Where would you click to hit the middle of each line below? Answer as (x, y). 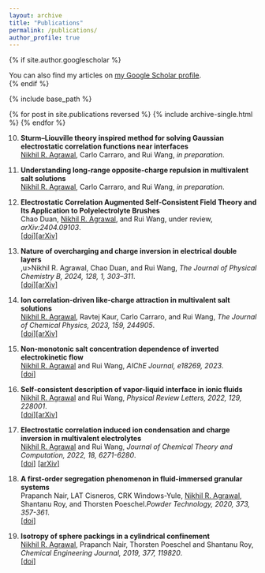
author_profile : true (45, 38)
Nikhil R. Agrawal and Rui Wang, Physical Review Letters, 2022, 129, (131, 398)
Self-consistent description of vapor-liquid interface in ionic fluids (131, 390)
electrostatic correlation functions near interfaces (104, 146)
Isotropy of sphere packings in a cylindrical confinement (115, 536)
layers (31, 260)
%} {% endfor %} (37, 123)
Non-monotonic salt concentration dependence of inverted (119, 349)
